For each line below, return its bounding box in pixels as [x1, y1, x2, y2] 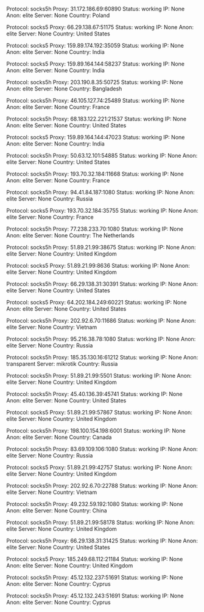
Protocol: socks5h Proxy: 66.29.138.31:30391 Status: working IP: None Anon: [6, 281, 198, 287]
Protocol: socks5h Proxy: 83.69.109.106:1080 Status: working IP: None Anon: [6, 446, 198, 452]
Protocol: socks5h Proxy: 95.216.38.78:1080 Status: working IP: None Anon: [6, 336, 196, 342]
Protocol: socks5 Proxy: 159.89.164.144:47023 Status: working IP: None [6, 134, 185, 141]
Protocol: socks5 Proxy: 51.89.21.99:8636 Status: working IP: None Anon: [6, 262, 190, 269]
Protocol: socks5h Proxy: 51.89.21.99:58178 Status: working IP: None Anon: [6, 519, 195, 526]
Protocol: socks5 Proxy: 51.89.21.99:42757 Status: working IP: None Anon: [6, 464, 193, 471]
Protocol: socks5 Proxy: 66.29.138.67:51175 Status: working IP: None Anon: [6, 24, 194, 31]
